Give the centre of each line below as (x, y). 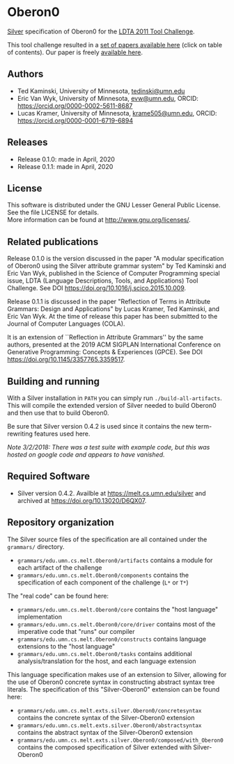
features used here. (62, 433)
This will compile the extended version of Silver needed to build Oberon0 (112, 405)
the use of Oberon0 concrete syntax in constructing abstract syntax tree (111, 682)
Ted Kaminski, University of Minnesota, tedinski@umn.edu (101, 90)
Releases (28, 142)
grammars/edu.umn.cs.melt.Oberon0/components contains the (103, 575)
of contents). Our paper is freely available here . (75, 52)
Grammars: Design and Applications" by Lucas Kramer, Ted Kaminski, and (114, 309)
